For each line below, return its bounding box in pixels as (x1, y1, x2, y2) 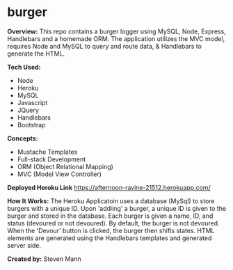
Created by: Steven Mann (7, 255, 81, 263)
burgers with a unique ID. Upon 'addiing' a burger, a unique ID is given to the (7, 204, 227, 212)
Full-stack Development (17, 154, 86, 164)
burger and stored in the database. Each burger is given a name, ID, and (7, 212, 214, 220)
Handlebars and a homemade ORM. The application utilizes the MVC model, (7, 34, 225, 42)
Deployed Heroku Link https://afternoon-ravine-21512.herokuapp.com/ (7, 183, 211, 191)
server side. (7, 241, 42, 249)
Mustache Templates (17, 148, 78, 156)
